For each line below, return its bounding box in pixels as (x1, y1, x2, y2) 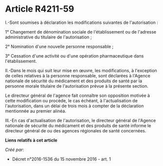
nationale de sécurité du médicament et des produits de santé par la (5, 78, 143, 84)
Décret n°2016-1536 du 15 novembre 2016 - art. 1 (12, 156, 111, 162)
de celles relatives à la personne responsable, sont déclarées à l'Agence (5, 73, 150, 78)
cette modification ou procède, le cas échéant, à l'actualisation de (5, 97, 138, 103)
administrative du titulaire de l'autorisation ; (5, 34, 92, 40)
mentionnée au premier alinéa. (5, 108, 66, 114)
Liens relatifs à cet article (5, 137, 58, 143)
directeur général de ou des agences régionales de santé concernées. (5, 128, 146, 133)
